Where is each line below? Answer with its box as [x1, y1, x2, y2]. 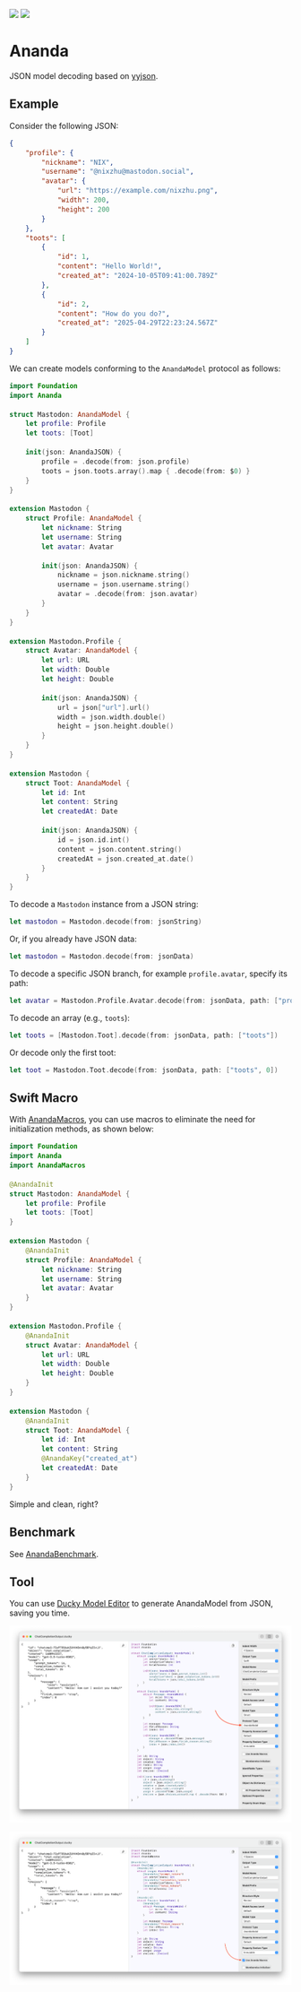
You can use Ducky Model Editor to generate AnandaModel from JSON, [9, 1598, 273, 1609]
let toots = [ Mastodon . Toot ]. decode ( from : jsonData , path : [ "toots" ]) [9, 1031, 279, 1040]
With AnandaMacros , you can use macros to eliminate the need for [9, 1114, 256, 1125]
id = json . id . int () [56, 835, 130, 844]
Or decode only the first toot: [9, 1047, 116, 1058]
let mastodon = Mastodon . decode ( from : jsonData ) [9, 952, 194, 961]
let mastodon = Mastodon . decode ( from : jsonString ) [9, 917, 202, 927]
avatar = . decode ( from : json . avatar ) [56, 590, 199, 599]
